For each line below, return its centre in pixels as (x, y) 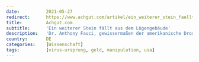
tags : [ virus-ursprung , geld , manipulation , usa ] (81, 50)
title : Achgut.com (39, 22)
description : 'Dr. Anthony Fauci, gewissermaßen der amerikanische (94, 34)
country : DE (29, 39)
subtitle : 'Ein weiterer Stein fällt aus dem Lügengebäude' (88, 28)
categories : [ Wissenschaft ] (45, 45)
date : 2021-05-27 (39, 12)
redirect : (18, 17)
